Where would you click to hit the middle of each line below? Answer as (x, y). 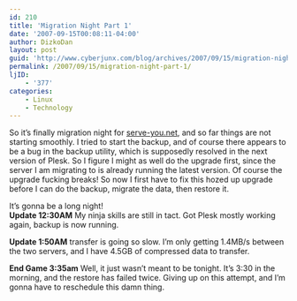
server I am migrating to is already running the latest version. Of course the (146, 170)
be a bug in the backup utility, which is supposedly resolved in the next (138, 152)
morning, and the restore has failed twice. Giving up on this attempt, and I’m (147, 278)
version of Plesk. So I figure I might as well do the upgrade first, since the (143, 161)
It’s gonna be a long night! (56, 206)
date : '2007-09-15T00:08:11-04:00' (75, 34)
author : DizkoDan (41, 42)
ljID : (19, 75)
